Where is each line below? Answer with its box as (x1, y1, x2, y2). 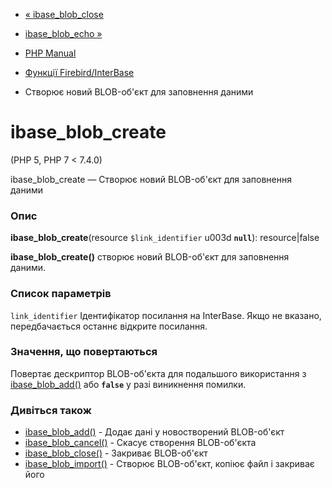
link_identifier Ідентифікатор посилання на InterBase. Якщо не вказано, (10, 309, 322, 321)
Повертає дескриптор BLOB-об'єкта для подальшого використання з (10, 367, 307, 379)
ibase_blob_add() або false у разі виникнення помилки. (10, 378, 247, 390)
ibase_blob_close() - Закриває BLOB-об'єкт (24, 447, 208, 459)
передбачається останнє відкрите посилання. (10, 320, 208, 332)
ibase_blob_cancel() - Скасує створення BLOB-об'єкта (24, 437, 257, 449)
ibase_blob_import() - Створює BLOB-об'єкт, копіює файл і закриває (24, 458, 315, 470)
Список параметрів (10, 287, 112, 301)
